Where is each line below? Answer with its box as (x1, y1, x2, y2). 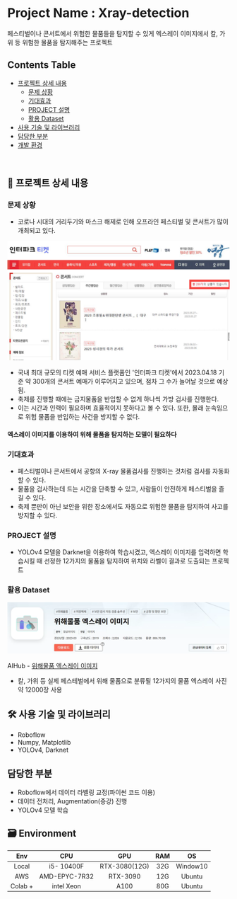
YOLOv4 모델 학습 (17, 806, 69, 814)
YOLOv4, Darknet (17, 745, 69, 755)
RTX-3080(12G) (99, 862, 150, 871)
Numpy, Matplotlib (17, 738, 71, 747)
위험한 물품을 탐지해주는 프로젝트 (22, 38, 113, 47)
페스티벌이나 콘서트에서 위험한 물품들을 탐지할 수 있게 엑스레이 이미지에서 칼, (7, 29, 219, 38)
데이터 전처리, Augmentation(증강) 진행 (17, 796, 128, 805)
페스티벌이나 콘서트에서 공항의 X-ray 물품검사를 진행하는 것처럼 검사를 (17, 467, 212, 476)
